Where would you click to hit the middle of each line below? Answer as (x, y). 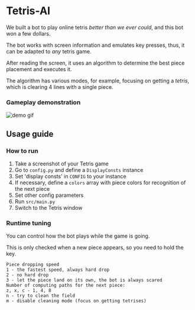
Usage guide (30, 134)
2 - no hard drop (27, 275)
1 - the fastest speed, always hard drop (58, 270)
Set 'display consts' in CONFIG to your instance (70, 176)
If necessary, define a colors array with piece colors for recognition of (100, 183)
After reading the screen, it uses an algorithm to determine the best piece (95, 63)
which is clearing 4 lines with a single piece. (60, 87)
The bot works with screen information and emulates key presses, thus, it (95, 45)
